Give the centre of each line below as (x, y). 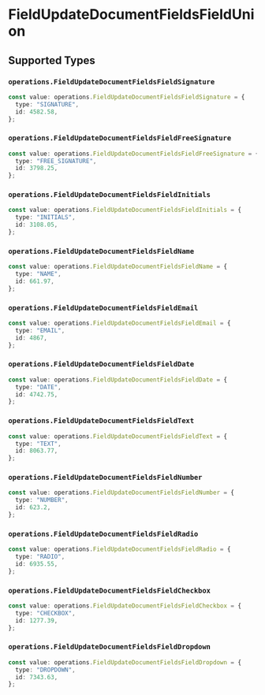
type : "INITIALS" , (46, 217)
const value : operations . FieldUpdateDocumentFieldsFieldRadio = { (119, 549)
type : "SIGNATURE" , (47, 104)
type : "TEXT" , (38, 444)
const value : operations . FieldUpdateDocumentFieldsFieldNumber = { (121, 493)
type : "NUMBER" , (42, 500)
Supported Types (52, 60)
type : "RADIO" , (40, 557)
